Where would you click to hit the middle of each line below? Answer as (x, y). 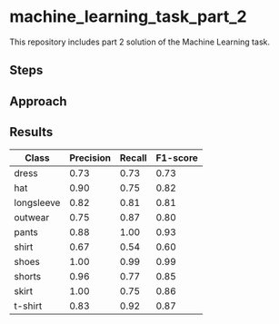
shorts (28, 276)
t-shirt (28, 306)
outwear (32, 217)
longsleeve (37, 202)
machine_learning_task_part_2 (128, 17)
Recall (133, 158)
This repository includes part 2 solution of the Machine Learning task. (140, 42)
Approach (38, 101)
